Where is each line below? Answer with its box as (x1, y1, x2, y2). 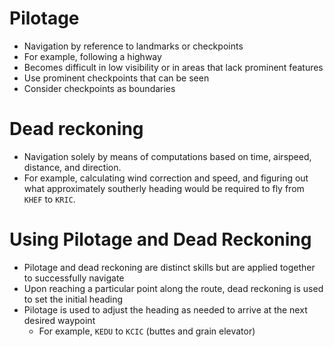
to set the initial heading (23, 293, 124, 305)
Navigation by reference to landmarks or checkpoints (23, 40, 244, 52)
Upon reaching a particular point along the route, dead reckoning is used (23, 282, 324, 294)
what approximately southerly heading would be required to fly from (23, 182, 305, 194)
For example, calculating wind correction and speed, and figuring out (23, 172, 309, 184)
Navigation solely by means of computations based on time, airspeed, (23, 150, 312, 162)
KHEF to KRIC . (23, 193, 76, 205)
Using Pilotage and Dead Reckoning (9, 228, 312, 251)
